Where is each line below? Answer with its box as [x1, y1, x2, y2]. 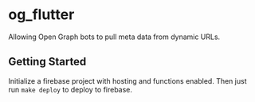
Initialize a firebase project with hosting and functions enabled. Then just [8, 76, 247, 85]
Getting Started [8, 55, 87, 69]
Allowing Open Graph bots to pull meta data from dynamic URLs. [8, 32, 221, 41]
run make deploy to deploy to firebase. [8, 84, 133, 94]
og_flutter [8, 6, 75, 24]
